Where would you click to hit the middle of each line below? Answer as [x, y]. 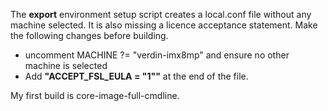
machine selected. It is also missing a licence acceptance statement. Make [164, 25]
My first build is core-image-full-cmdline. [95, 95]
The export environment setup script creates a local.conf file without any [161, 14]
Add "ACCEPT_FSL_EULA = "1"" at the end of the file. [136, 76]
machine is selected [66, 65]
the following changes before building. [89, 35]
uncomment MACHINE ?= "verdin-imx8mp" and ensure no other [157, 55]
